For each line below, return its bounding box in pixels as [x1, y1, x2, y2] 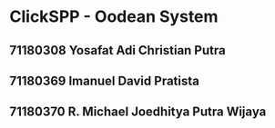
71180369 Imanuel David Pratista [9, 73, 200, 88]
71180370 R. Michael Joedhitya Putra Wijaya [9, 104, 267, 120]
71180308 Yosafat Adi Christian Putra [9, 43, 226, 58]
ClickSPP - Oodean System [9, 6, 219, 27]
